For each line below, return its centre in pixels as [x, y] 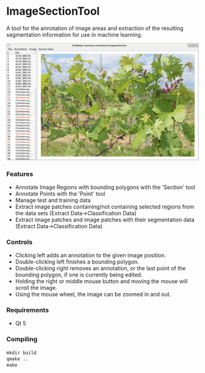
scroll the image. [36, 288]
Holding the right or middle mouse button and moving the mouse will [101, 281]
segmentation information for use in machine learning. [74, 34]
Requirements [28, 310]
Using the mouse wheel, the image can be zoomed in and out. [93, 294]
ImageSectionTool [53, 11]
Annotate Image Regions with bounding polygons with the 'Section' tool [105, 187]
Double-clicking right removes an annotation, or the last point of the [100, 268]
